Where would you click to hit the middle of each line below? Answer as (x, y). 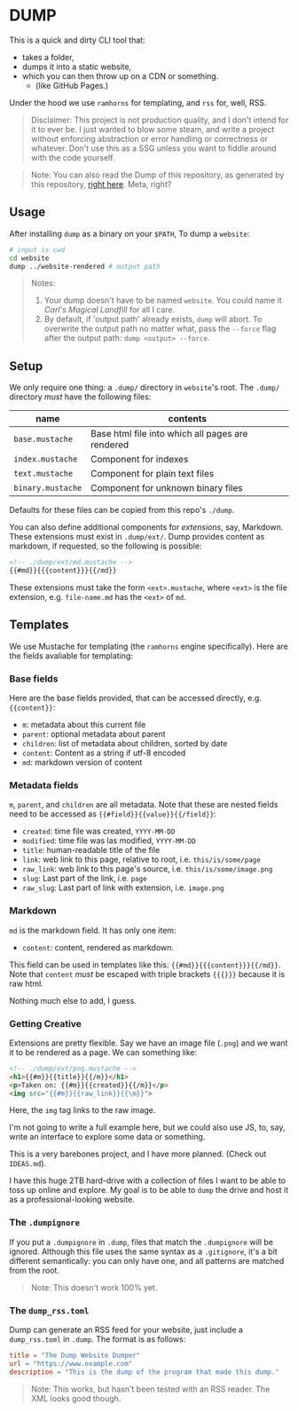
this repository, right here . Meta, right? (101, 184)
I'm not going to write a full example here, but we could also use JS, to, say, (147, 1127)
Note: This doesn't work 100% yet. (94, 1287)
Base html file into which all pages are (169, 434)
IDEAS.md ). (28, 1164)
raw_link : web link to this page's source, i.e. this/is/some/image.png (147, 869)
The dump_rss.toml (49, 1310)
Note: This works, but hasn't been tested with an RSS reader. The (150, 1389)
